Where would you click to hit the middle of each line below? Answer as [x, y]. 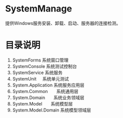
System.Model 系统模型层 [42, 103]
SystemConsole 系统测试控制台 [45, 66]
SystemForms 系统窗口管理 [40, 60]
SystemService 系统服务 [37, 72]
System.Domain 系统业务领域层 [48, 97]
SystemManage [39, 9]
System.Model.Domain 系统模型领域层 [52, 110]
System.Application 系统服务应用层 [48, 85]
